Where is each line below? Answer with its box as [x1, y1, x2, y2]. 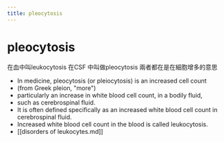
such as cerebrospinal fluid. [16, 98, 96, 106]
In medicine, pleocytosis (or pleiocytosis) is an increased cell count [16, 76, 207, 85]
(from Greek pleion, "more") [16, 83, 97, 92]
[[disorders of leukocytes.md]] [16, 127, 103, 135]
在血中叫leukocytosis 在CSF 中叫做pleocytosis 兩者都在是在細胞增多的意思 [7, 63, 218, 71]
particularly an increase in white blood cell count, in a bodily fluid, [16, 91, 203, 99]
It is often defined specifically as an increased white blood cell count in [16, 105, 218, 113]
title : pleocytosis [7, 10, 63, 17]
